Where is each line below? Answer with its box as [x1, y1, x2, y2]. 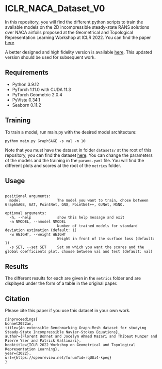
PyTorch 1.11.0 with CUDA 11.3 [12, 86, 71, 92]
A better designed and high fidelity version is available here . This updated [5, 49, 152, 55]
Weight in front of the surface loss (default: [57, 237, 155, 241]
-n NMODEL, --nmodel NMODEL [9, 220, 66, 224]
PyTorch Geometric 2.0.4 [12, 92, 63, 97]
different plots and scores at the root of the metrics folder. [5, 163, 121, 168]
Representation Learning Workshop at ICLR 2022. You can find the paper [5, 35, 151, 40]
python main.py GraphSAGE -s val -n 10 [5, 138, 86, 144]
